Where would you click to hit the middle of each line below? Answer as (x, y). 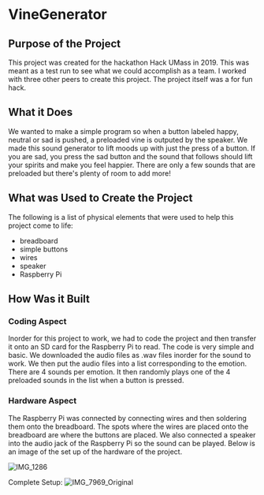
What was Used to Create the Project (100, 198)
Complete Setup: (35, 482)
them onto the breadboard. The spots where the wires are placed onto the (128, 426)
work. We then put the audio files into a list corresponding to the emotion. (127, 363)
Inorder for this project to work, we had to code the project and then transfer (132, 339)
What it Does (41, 112)
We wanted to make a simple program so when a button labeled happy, (123, 131)
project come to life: (41, 225)
